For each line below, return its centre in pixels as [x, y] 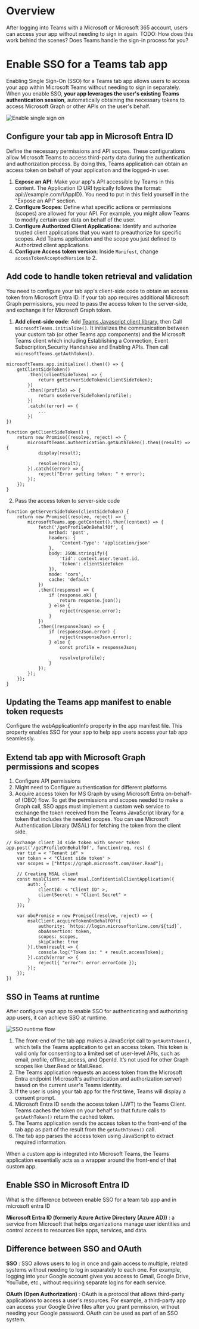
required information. [41, 1142]
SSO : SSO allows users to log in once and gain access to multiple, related [97, 1263]
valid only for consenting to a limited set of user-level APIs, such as [97, 1053]
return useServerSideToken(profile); [85, 395]
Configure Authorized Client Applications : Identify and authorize [96, 226]
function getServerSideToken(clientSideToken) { [68, 512]
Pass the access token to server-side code [67, 500]
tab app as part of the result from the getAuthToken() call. [85, 1129]
